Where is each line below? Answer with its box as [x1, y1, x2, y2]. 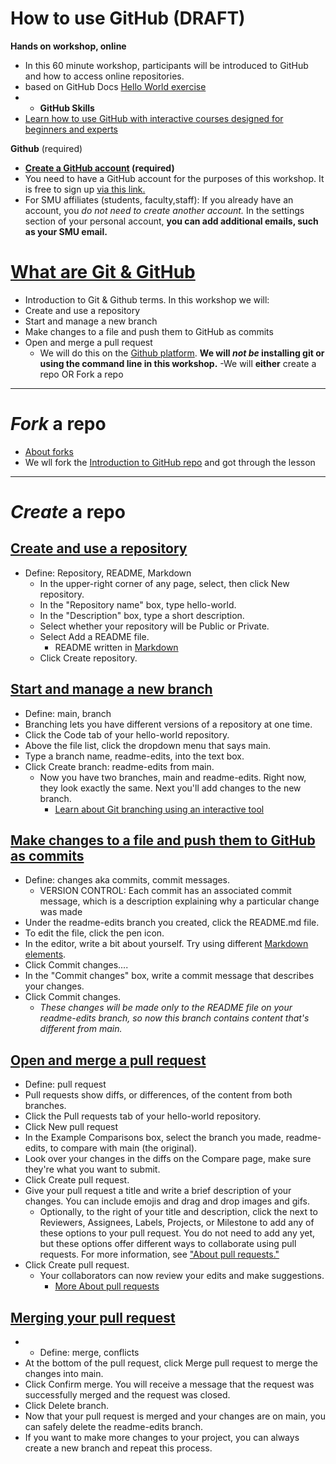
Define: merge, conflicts [39, 1347, 140, 1359]
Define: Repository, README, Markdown [24, 567, 192, 579]
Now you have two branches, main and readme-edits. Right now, [39, 771, 307, 783]
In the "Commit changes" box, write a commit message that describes [24, 970, 315, 982]
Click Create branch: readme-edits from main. [24, 760, 215, 772]
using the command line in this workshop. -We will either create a [39, 357, 317, 369]
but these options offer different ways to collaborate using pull [39, 1238, 297, 1250]
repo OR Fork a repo [39, 368, 124, 380]
